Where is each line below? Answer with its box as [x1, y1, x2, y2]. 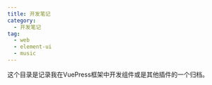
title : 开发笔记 [7, 10, 51, 18]
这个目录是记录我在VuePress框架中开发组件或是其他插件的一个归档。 [7, 70, 209, 79]
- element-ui [13, 43, 52, 50]
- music [13, 50, 37, 57]
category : [7, 17, 37, 24]
